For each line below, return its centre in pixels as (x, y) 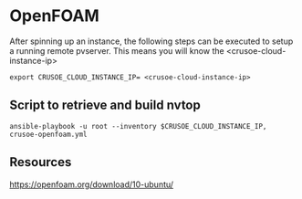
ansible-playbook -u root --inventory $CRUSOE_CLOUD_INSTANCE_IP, (138, 126)
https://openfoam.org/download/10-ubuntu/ (92, 184)
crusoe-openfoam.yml (49, 134)
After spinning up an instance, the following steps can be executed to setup (151, 41)
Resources (41, 162)
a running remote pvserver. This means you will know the (117, 50)
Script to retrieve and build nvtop (105, 105)
